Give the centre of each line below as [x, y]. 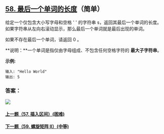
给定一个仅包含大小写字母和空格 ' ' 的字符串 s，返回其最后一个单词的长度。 [84, 22]
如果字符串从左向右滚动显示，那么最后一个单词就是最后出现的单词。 [76, 28]
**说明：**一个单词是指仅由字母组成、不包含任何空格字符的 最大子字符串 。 [84, 50]
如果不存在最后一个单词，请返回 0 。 [44, 39]
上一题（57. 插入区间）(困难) [35, 114]
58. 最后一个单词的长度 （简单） [54, 9]
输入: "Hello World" [26, 72]
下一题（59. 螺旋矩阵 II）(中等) [37, 126]
